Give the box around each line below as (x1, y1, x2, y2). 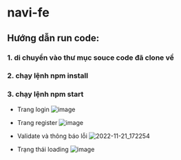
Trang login (17, 105, 50, 113)
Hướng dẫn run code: (7, 32, 100, 44)
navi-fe (7, 5, 50, 21)
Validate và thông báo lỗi (17, 132, 88, 140)
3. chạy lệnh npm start (7, 89, 84, 99)
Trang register (17, 118, 58, 126)
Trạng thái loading (17, 145, 69, 153)
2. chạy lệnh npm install (7, 71, 88, 80)
